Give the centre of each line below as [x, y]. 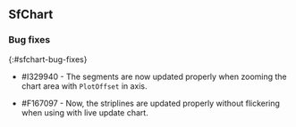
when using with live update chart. [85, 112]
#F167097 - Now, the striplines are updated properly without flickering [151, 103]
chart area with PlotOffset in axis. [85, 86]
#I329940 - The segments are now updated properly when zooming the [154, 76]
